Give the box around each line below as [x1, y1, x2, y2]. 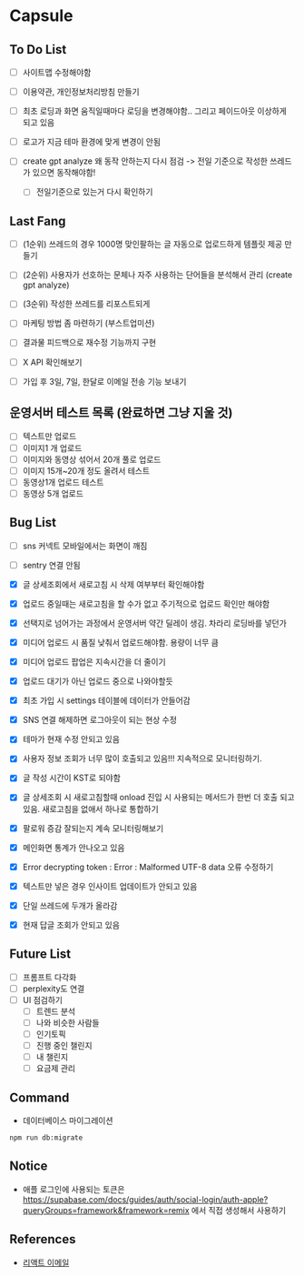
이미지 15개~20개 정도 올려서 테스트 [22, 465, 151, 476]
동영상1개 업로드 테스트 [22, 477, 104, 487]
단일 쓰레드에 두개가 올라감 [22, 899, 118, 910]
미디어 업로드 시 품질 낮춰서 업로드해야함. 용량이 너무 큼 [22, 637, 220, 648]
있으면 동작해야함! [32, 167, 96, 178]
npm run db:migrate [9, 1133, 83, 1142]
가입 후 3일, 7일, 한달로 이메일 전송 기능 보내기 [22, 376, 187, 387]
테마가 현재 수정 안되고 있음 [22, 734, 121, 745]
